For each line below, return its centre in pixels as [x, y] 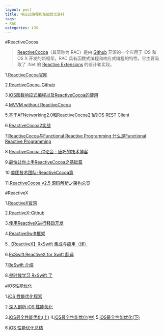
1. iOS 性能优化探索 [24, 297]
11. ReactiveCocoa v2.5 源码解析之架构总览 [48, 183]
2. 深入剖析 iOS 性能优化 [29, 307]
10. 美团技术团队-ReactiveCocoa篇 [39, 172]
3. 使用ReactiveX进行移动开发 [34, 223]
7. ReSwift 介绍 [19, 265]
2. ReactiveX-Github [25, 213]
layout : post [18, 10]
